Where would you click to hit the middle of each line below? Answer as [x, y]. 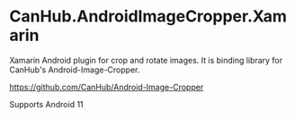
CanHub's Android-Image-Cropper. [75, 70]
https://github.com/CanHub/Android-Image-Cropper [107, 87]
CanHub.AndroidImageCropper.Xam [148, 17]
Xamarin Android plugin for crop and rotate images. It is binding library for [146, 60]
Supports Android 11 [46, 104]
